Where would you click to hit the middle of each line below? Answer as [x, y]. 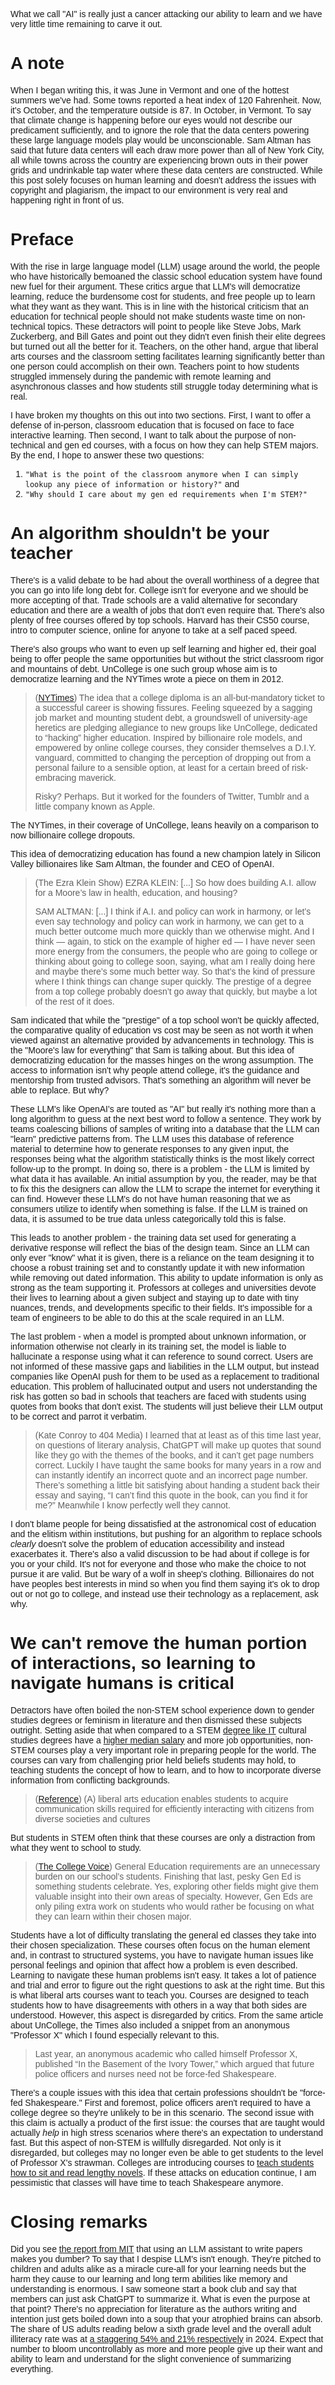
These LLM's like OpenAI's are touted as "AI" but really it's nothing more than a [163, 1108]
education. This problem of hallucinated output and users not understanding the [164, 1386]
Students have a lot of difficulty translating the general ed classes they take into [163, 1935]
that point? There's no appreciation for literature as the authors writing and [153, 2308]
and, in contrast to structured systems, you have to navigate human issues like [162, 1955]
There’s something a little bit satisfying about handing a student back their [177, 1485]
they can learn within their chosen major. [113, 1916]
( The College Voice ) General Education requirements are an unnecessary [177, 1866]
